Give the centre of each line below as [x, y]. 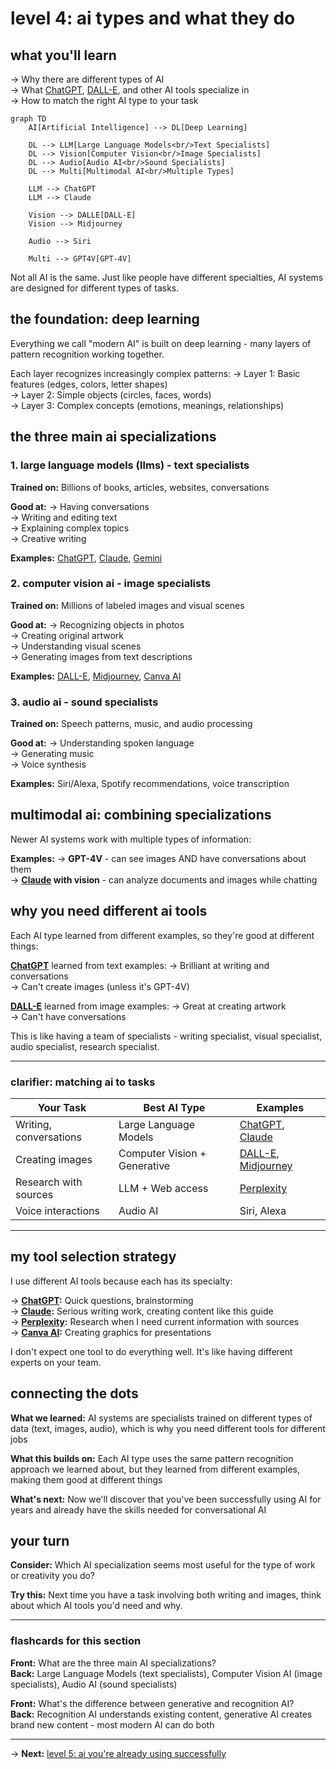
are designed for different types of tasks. [95, 288]
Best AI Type [174, 1108]
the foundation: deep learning [105, 319]
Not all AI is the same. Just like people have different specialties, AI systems [167, 277]
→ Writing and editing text [64, 517]
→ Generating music [52, 754]
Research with [49, 1182]
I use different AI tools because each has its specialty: [121, 1281]
